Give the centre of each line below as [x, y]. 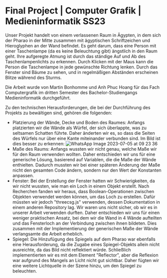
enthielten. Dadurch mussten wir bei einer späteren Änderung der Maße [86, 165]
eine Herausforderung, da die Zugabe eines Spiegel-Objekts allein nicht [86, 244]
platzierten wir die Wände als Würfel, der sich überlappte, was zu [80, 128]
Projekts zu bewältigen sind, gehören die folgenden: [59, 113]
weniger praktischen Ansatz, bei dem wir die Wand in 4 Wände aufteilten [87, 218]
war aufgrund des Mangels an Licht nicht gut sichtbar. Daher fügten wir [86, 260]
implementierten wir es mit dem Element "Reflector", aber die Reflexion [85, 255]
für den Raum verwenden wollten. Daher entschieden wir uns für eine [84, 154]
